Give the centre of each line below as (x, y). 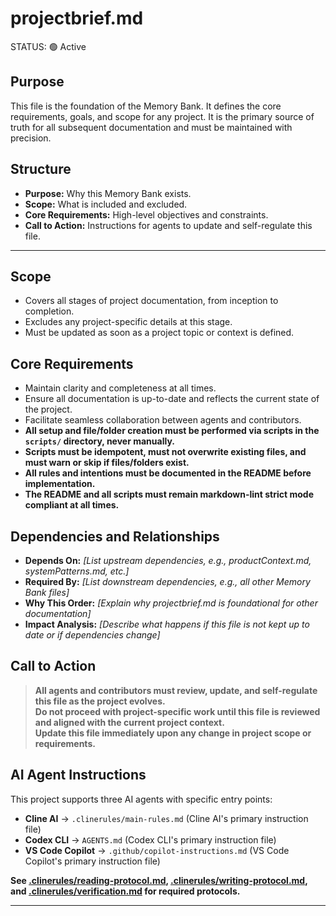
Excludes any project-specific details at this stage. (128, 322)
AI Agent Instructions (78, 775)
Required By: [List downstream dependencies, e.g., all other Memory (167, 581)
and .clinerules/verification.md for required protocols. (125, 891)
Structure (41, 169)
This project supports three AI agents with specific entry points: (141, 799)
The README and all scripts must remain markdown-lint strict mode (169, 494)
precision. (31, 138)
